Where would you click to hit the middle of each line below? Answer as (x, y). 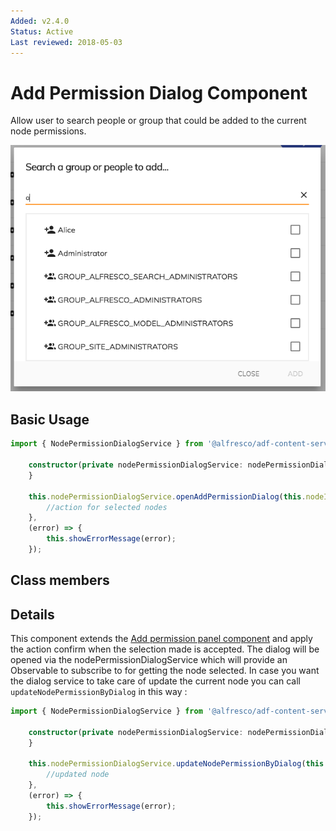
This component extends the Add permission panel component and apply (161, 639)
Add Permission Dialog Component (159, 92)
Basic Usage (50, 419)
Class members (60, 580)
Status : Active (42, 31)
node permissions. (48, 131)
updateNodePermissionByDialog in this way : (99, 692)
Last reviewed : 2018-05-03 (66, 42)
